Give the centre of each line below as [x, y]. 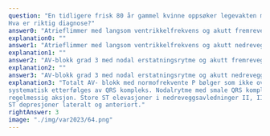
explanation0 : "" [37, 38]
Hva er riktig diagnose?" [51, 23]
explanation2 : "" [37, 68]
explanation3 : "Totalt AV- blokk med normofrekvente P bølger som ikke [131, 82]
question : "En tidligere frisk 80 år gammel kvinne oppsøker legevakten [133, 16]
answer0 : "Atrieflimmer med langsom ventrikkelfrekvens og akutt [120, 30]
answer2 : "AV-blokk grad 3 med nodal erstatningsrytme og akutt [118, 61]
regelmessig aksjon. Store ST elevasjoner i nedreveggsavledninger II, [131, 98]
